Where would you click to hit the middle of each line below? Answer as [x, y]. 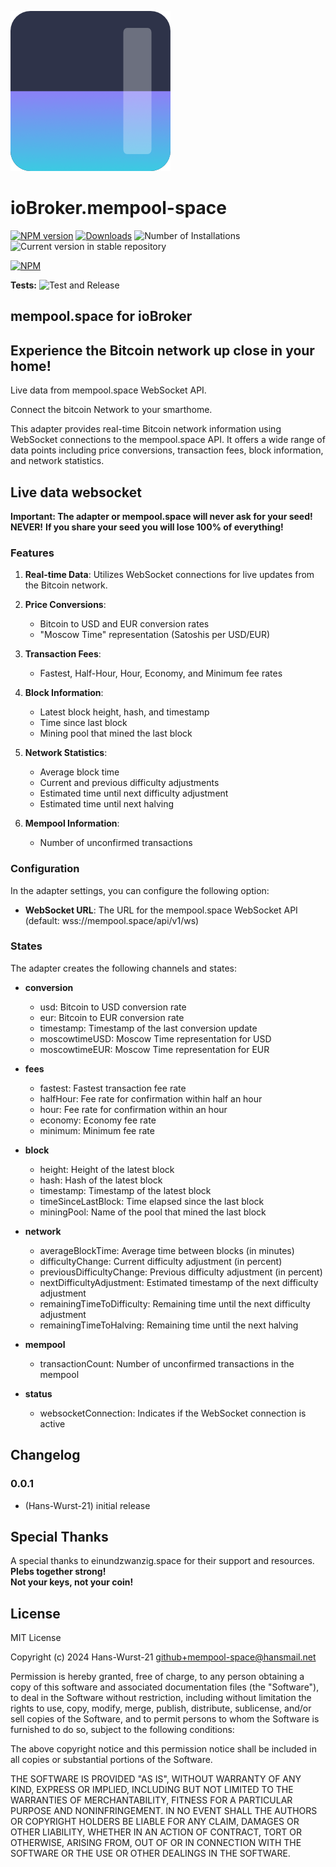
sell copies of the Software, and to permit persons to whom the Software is [165, 1719]
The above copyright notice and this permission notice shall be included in [163, 1749]
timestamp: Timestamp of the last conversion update [148, 1028]
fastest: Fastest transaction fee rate [113, 1088]
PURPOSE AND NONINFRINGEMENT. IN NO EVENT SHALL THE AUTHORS [164, 1811]
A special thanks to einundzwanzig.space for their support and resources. [162, 1561]
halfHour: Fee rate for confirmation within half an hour [151, 1098]
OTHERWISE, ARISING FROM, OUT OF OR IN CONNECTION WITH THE [156, 1843]
